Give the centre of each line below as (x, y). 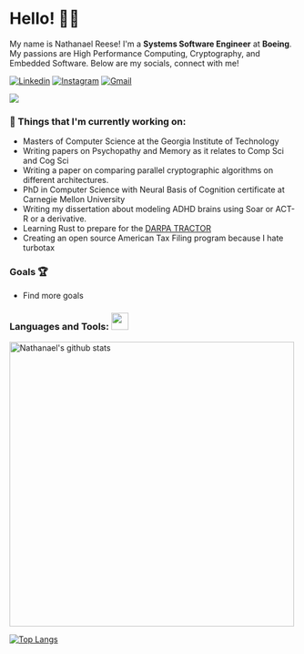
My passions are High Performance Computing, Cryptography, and (135, 53)
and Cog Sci (46, 161)
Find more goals (53, 295)
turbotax (39, 248)
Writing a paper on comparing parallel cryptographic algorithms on (148, 170)
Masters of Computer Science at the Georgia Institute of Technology (151, 141)
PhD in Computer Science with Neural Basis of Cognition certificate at (153, 189)
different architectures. (66, 180)
